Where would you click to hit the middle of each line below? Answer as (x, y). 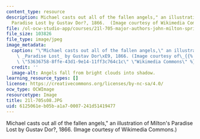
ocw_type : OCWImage (30, 89)
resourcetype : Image (32, 95)
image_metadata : (26, 45)
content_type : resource (36, 12)
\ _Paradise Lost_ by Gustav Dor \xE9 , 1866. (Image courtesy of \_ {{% (105, 56)
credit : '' (25, 67)
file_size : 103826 (29, 34)
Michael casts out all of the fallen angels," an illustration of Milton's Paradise (100, 123)
